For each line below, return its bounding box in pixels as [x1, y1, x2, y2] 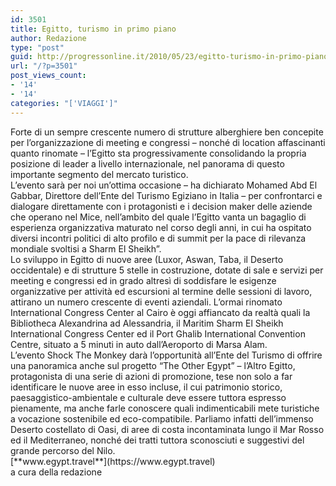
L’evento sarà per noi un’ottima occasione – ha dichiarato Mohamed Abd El [10, 179, 318, 191]
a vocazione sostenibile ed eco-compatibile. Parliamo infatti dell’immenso [10, 412, 314, 425]
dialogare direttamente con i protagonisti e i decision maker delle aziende [10, 200, 313, 212]
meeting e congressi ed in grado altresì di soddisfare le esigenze [10, 274, 277, 286]
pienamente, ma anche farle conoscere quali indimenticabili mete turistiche [10, 402, 320, 414]
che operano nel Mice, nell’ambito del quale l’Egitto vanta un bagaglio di [10, 211, 307, 223]
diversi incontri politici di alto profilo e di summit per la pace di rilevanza [10, 232, 307, 244]
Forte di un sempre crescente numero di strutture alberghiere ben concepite [10, 126, 324, 138]
